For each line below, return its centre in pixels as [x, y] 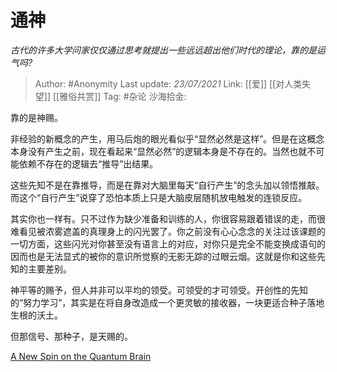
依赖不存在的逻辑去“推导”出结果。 [88, 163]
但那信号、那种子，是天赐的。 [71, 336]
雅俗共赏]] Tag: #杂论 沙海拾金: [123, 96]
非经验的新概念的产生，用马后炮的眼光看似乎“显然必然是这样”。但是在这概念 [167, 138]
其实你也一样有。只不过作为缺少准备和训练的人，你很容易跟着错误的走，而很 [168, 218]
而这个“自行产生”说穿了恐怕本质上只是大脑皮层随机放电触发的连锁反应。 [159, 197]
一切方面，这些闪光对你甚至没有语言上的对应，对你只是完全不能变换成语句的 [168, 243]
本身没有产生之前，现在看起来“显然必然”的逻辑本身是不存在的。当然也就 [159, 151]
